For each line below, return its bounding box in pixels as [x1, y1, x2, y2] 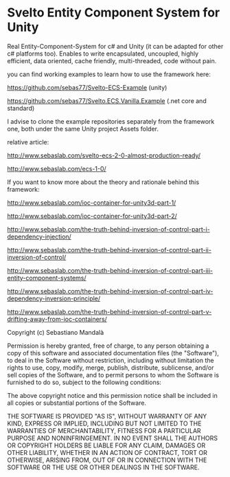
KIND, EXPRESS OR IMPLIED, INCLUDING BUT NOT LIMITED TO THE [7, 419, 202, 428]
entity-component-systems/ [7, 274, 87, 282]
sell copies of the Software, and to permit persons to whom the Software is [7, 370, 220, 379]
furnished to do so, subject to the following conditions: [7, 378, 161, 386]
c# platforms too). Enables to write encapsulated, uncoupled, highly [7, 49, 199, 58]
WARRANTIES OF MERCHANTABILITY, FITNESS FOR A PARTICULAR [7, 426, 201, 434]
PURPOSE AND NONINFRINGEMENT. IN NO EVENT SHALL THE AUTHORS [7, 434, 218, 442]
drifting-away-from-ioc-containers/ [7, 315, 108, 323]
